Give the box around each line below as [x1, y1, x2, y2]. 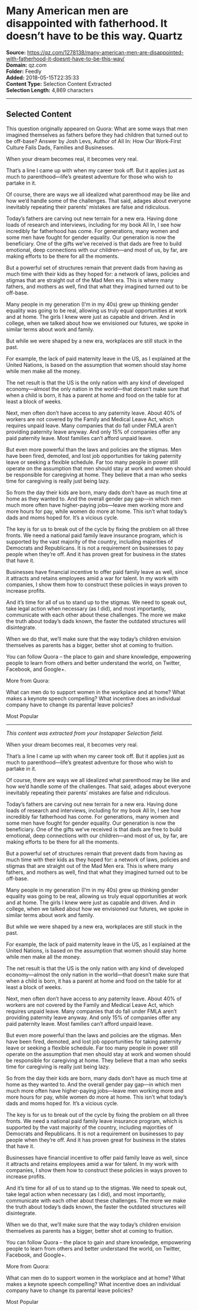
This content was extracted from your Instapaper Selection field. [6, 729, 163, 737]
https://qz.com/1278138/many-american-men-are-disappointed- [27, 49, 184, 56]
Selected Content [6, 109, 72, 120]
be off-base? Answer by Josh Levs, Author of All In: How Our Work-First [6, 137, 181, 144]
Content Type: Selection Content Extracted [6, 80, 112, 87]
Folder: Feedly [6, 67, 42, 75]
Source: [6, 49, 27, 56]
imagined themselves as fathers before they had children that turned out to [6, 131, 189, 138]
